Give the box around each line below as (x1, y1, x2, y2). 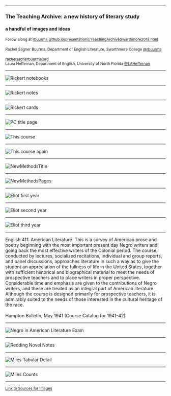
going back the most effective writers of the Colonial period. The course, (5, 247, 158, 253)
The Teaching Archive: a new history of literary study (5, 13, 140, 20)
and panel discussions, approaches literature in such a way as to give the (5, 259, 159, 265)
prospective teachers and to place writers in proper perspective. (5, 274, 140, 281)
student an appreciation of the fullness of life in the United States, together (5, 264, 162, 270)
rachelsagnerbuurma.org (5, 57, 49, 62)
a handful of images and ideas (5, 26, 70, 32)
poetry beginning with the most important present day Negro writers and (5, 242, 158, 248)
